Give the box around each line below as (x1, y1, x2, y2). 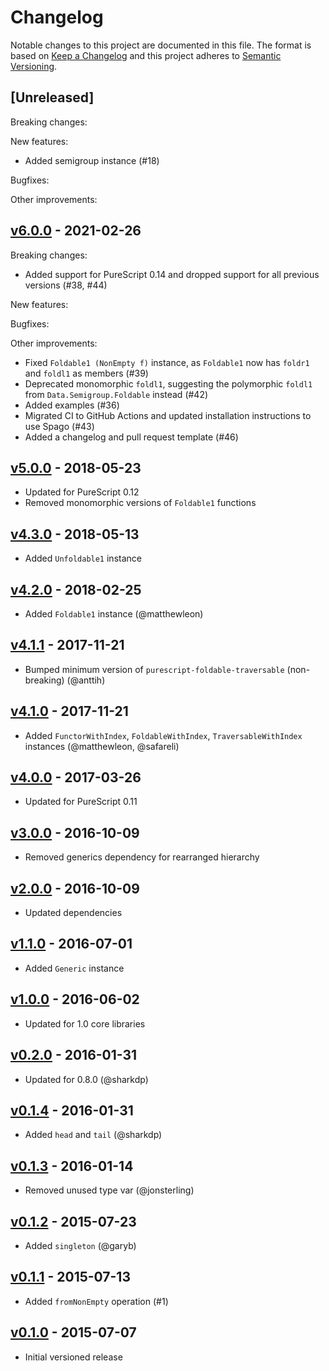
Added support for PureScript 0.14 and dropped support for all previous (24, 268, 320, 280)
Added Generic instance (24, 962, 125, 974)
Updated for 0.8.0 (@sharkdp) (24, 1073, 149, 1085)
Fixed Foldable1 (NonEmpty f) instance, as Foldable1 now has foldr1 (24, 356, 310, 368)
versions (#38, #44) (24, 279, 108, 291)
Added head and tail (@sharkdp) (24, 1129, 163, 1141)
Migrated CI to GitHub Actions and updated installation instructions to (24, 409, 312, 421)
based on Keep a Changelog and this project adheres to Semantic (10, 49, 282, 61)
